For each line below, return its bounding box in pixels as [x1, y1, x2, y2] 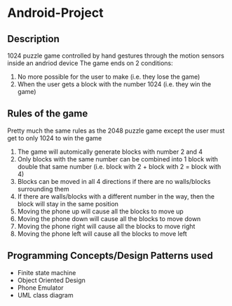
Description [7, 33, 60, 45]
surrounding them [17, 185, 69, 193]
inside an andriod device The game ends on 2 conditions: [7, 59, 173, 67]
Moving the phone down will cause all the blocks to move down [17, 214, 201, 222]
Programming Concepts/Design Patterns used [7, 250, 214, 262]
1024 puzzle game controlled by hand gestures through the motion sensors [7, 51, 224, 60]
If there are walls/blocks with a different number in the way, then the [17, 192, 215, 201]
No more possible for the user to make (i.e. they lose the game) [17, 72, 200, 81]
